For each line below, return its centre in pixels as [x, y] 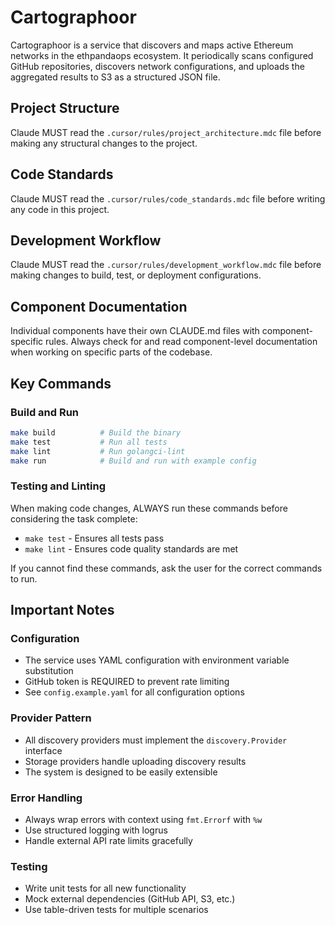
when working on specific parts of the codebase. [111, 352]
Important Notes [62, 610]
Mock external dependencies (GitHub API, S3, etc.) [130, 899]
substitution [49, 671]
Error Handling [46, 798]
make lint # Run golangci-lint [98, 451]
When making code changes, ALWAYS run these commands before [149, 508]
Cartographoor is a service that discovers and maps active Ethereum [152, 45]
